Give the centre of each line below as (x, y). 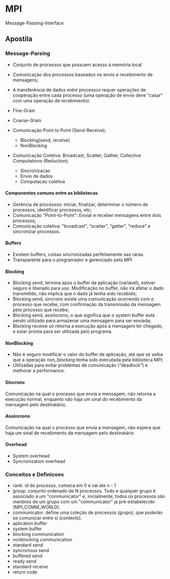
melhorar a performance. (39, 371)
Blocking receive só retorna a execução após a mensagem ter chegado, (88, 326)
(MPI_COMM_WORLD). (37, 507)
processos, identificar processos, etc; (52, 210)
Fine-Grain (24, 111)
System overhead (31, 456)
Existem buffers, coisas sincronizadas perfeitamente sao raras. (78, 255)
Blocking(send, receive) (45, 140)
